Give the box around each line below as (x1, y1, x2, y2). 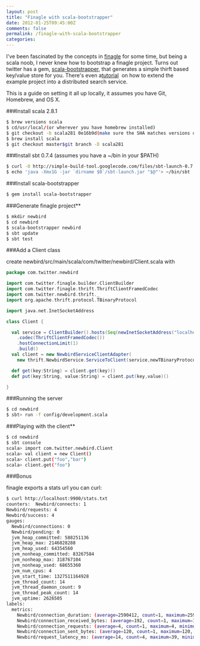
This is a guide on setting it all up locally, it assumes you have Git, (6, 90, 167, 97)
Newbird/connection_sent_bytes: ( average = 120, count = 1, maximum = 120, (17, 629, 193, 635)
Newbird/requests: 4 (6, 507, 58, 513)
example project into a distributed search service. (6, 78, 128, 85)
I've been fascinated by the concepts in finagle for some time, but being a (6, 53, 187, 60)
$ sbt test (6, 236, 33, 242)
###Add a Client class (6, 247, 61, 254)
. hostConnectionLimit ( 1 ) (17, 340, 79, 346)
